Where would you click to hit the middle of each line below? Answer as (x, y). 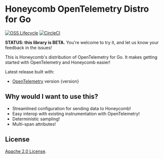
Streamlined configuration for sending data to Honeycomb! (71, 108)
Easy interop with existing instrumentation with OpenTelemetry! (76, 114)
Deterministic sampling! (36, 119)
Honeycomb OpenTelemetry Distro (77, 9)
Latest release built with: (30, 71)
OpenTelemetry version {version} (46, 81)
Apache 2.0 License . (26, 151)
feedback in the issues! (29, 47)
